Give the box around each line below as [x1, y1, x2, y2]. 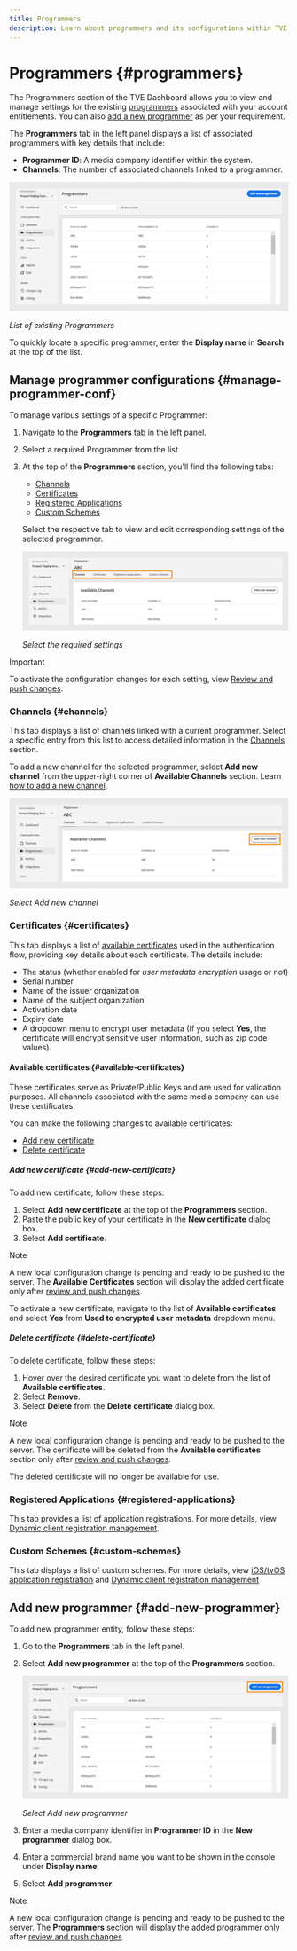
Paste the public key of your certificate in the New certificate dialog [21, 1214, 271, 1224]
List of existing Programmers [9, 320, 115, 331]
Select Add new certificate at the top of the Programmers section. [21, 1204, 268, 1215]
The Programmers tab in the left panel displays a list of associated [9, 129, 253, 139]
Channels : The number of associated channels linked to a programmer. [21, 164, 284, 175]
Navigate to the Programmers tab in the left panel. [21, 427, 207, 438]
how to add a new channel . [9, 781, 108, 791]
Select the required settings [21, 640, 123, 650]
